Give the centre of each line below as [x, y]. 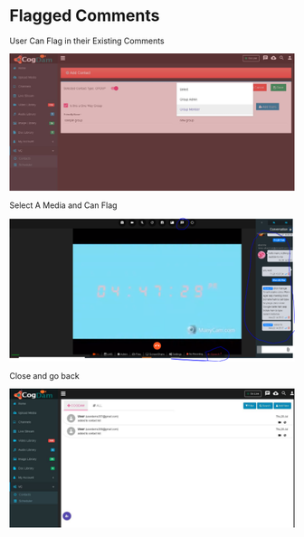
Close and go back [44, 376]
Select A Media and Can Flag [63, 205]
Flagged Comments [85, 16]
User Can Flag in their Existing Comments [87, 41]
